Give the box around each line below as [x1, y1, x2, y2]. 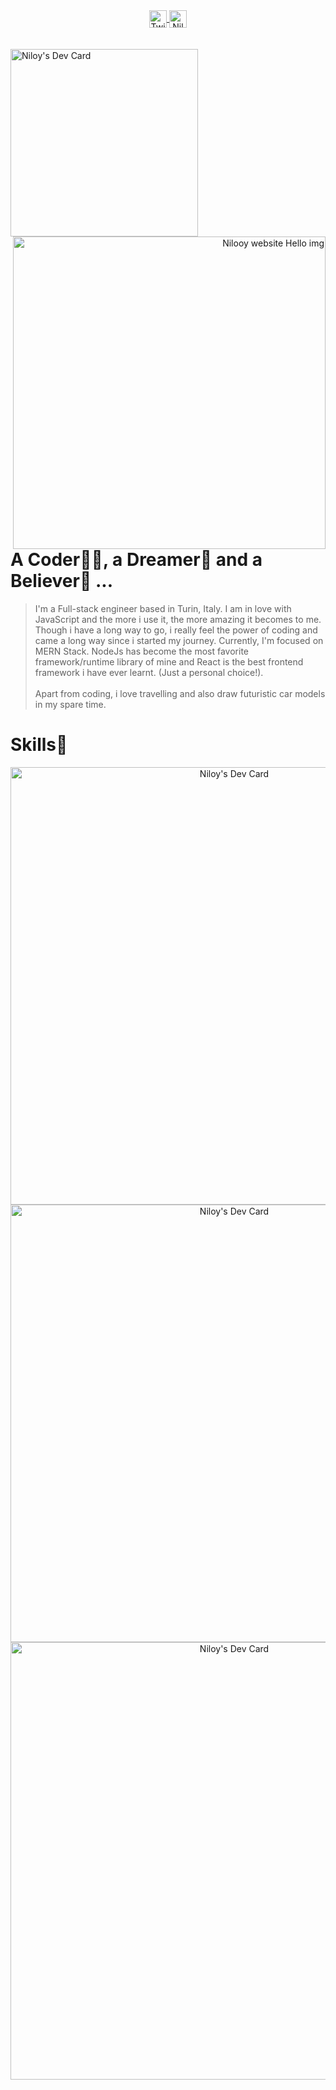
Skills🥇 [10, 733, 68, 756]
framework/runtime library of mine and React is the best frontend [34, 655, 304, 668]
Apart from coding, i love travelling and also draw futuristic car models [34, 687, 326, 699]
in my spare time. [34, 698, 107, 710]
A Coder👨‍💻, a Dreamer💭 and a [10, 549, 263, 571]
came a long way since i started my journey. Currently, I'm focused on [34, 634, 324, 646]
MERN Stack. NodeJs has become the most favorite [34, 645, 249, 657]
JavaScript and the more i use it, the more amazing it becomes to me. [34, 613, 322, 625]
